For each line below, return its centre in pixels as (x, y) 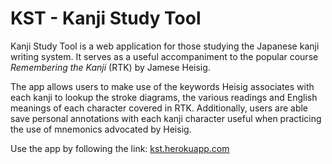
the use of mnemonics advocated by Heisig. (101, 129)
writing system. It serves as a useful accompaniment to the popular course (164, 56)
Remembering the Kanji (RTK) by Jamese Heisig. (110, 67)
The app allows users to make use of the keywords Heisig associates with (162, 86)
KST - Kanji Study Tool (106, 18)
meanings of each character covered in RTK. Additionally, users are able (159, 108)
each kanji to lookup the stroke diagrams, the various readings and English (164, 97)
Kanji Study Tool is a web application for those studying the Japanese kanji (165, 46)
